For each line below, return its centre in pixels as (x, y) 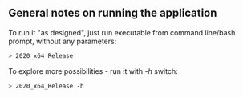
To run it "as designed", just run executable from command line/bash (122, 32)
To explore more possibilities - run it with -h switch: (93, 71)
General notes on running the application (113, 13)
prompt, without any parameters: (63, 41)
